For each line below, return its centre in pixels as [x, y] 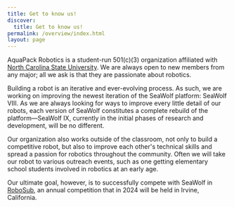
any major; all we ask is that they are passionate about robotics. [99, 75]
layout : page [26, 40]
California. [22, 198]
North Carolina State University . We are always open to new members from [116, 67]
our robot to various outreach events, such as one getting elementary [108, 161]
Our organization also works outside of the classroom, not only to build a [112, 139]
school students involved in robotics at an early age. [83, 169]
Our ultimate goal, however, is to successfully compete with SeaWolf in [110, 182]
